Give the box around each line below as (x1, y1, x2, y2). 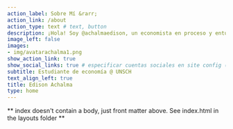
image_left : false (7, 36, 60, 43)
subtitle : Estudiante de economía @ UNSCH (7, 68, 132, 75)
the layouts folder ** (7, 114, 65, 122)
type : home (7, 87, 39, 94)
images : (7, 42, 30, 49)
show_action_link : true (7, 55, 76, 62)
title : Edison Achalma (7, 81, 73, 88)
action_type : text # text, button (7, 23, 107, 30)
